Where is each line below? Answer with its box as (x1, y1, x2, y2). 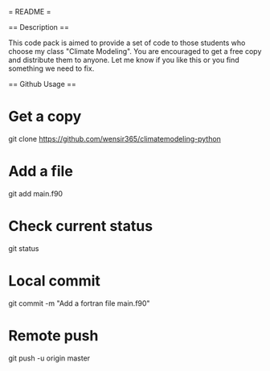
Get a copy (8, 108, 82, 126)
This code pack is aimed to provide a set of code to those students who (8, 38, 246, 47)
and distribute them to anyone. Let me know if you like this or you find (8, 56, 239, 64)
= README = (8, 7, 51, 16)
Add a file (8, 163, 74, 180)
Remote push (8, 326, 99, 344)
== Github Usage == (8, 80, 76, 89)
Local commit (8, 272, 100, 290)
